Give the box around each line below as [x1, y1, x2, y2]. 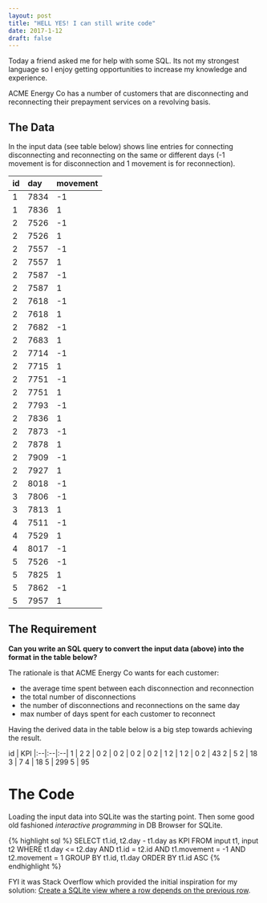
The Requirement [8, 622, 97, 636]
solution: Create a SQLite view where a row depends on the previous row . [8, 885, 251, 895]
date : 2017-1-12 [8, 26, 63, 34]
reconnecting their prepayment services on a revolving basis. [8, 97, 211, 107]
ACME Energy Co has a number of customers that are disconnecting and [8, 89, 249, 99]
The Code [8, 785, 75, 804]
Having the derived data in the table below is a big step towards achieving [8, 724, 253, 734]
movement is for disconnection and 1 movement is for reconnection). [8, 159, 236, 168]
